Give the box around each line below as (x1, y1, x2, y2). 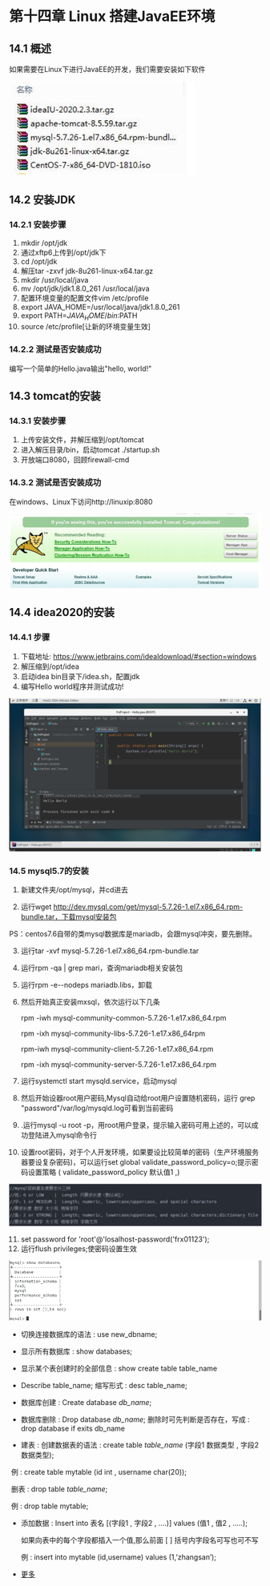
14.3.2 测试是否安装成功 (9, 477, 102, 489)
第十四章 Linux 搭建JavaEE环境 (9, 7, 216, 26)
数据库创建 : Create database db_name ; (20, 1398, 152, 1407)
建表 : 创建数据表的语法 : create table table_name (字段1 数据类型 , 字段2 (20, 1440, 260, 1450)
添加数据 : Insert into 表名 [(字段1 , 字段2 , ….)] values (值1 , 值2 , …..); (20, 1519, 248, 1528)
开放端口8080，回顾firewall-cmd (20, 455, 130, 465)
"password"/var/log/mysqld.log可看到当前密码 (20, 1103, 174, 1113)
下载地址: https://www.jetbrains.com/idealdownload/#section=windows (20, 651, 257, 661)
